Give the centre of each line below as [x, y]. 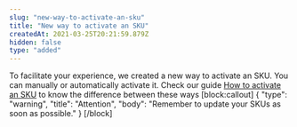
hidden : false [36, 42]
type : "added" [36, 51]
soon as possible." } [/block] [61, 114]
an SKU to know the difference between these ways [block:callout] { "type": [148, 95]
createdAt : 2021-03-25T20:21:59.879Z [79, 34]
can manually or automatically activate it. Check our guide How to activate [145, 85]
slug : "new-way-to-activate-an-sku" [77, 17]
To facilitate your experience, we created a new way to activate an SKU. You [149, 75]
